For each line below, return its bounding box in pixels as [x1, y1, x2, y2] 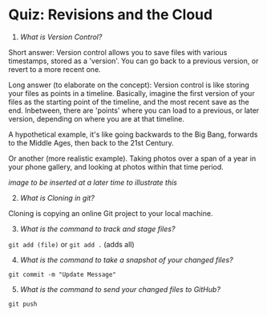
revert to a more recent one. [8, 64, 102, 74]
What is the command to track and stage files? [19, 224, 176, 234]
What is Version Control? [19, 32, 103, 42]
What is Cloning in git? [19, 193, 95, 202]
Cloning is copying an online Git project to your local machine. [8, 208, 213, 218]
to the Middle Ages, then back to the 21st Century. [8, 138, 174, 147]
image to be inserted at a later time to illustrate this [8, 178, 178, 187]
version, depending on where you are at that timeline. [8, 114, 185, 123]
